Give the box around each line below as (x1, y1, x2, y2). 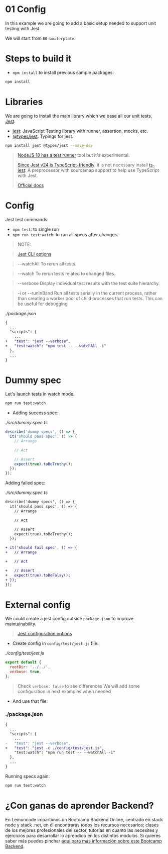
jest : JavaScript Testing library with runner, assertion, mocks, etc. (12, 128, 148, 134)
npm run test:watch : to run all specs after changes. (12, 231, 119, 237)
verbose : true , (10, 670, 42, 675)
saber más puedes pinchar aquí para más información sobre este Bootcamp (5, 838, 162, 844)
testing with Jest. (5, 25, 41, 31)
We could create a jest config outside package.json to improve (5, 616, 134, 622)
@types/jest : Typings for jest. (12, 133, 74, 139)
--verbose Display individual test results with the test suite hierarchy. (17, 280, 160, 286)
